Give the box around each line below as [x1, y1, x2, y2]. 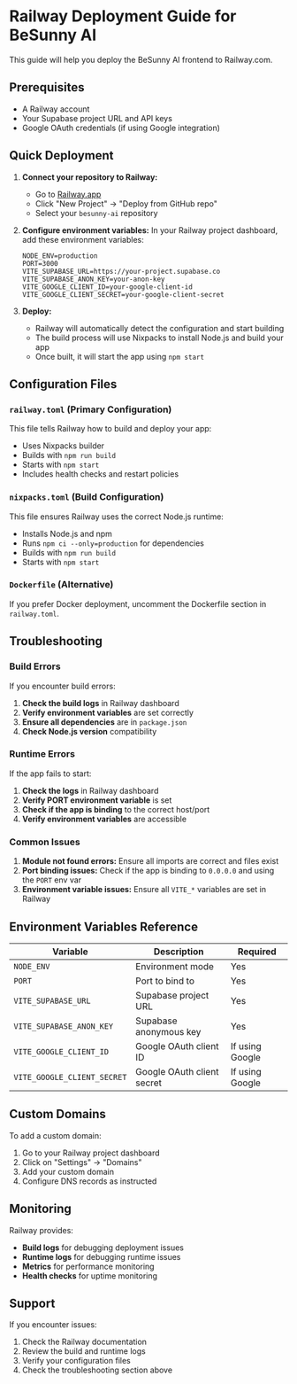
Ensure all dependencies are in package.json [21, 716, 187, 727]
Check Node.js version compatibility [21, 726, 157, 736]
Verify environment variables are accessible [21, 813, 187, 824]
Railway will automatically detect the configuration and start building [34, 323, 285, 333]
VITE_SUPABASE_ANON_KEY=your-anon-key [21, 275, 165, 284]
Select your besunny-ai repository [34, 207, 158, 218]
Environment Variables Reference [9, 919, 199, 934]
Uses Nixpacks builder [21, 440, 104, 451]
